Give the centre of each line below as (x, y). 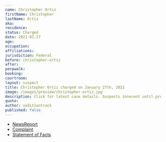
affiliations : (20, 51)
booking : (14, 74)
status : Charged (22, 32)
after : (12, 64)
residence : (16, 28)
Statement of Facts (32, 134)
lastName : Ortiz (22, 19)
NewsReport (25, 124)
